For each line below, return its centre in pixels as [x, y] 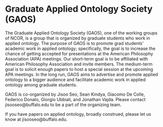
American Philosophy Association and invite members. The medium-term [79, 64]
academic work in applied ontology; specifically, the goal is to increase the [80, 48]
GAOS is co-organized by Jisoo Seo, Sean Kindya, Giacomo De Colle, [75, 94]
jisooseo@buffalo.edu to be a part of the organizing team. [63, 105]
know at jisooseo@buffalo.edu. [36, 119]
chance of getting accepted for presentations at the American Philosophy [79, 53]
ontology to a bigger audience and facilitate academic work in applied [75, 80]
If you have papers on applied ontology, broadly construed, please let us [78, 114]
